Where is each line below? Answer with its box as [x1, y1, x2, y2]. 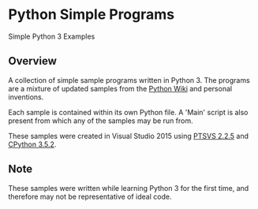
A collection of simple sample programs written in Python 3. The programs [8, 75, 250, 84]
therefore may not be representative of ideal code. [8, 192, 172, 201]
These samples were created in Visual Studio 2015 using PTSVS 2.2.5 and [8, 131, 249, 140]
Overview [8, 54, 58, 68]
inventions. [8, 92, 44, 102]
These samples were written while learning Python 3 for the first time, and [8, 183, 249, 192]
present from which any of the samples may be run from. [8, 116, 193, 125]
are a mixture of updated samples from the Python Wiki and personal [8, 84, 233, 93]
